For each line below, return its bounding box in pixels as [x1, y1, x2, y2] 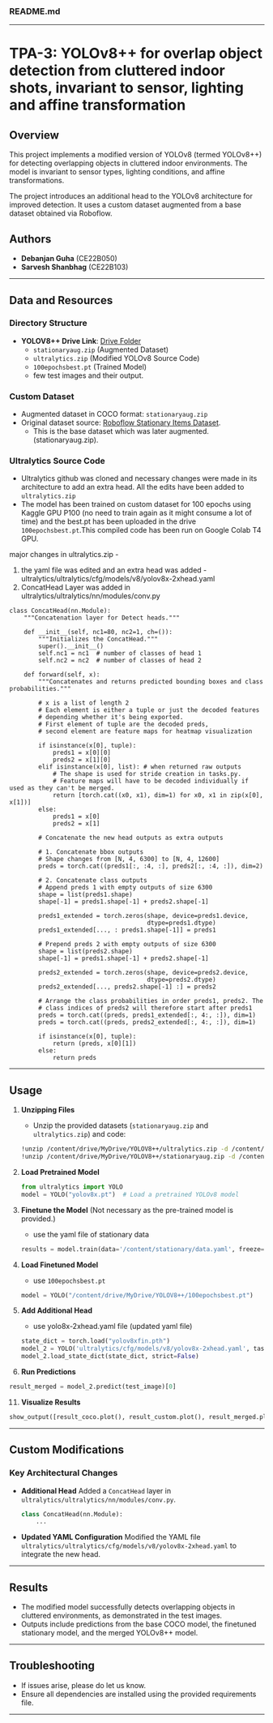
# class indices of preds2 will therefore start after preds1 [38, 1004, 253, 1013]
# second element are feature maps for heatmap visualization [38, 727, 253, 735]
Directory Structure [9, 318, 87, 329]
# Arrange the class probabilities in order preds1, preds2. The [38, 997, 264, 1005]
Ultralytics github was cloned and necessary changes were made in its [20, 474, 258, 483]
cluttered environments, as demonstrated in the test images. [20, 1611, 222, 1621]
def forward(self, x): [23, 671, 100, 679]
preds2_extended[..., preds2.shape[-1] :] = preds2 [38, 983, 217, 991]
